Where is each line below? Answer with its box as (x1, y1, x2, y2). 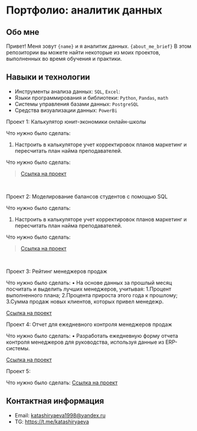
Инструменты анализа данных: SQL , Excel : (14, 88, 120, 95)
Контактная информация (6, 396, 104, 406)
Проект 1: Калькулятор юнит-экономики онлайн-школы (6, 118, 146, 125)
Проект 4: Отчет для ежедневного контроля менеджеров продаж (6, 321, 172, 328)
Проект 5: (6, 367, 31, 374)
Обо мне (6, 27, 40, 37)
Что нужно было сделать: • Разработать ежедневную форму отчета (6, 332, 179, 339)
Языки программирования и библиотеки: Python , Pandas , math (14, 94, 169, 101)
